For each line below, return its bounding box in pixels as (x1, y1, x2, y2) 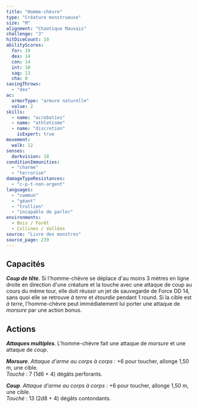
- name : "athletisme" (11, 120, 66, 126)
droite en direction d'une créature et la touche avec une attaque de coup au (6, 281, 192, 288)
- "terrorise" (11, 170, 47, 176)
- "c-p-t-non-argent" (11, 181, 66, 187)
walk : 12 (11, 142, 33, 148)
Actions (6, 324, 36, 334)
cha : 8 (11, 75, 28, 81)
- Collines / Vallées (11, 226, 66, 232)
